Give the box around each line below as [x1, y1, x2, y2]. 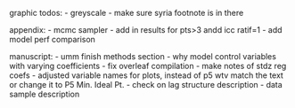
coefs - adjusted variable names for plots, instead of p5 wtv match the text [9, 70, 283, 81]
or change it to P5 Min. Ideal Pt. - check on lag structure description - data [9, 80, 283, 89]
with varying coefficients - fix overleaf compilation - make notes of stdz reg [9, 61, 287, 71]
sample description [9, 89, 80, 99]
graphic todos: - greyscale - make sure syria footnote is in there [9, 8, 244, 18]
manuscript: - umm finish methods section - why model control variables [9, 51, 276, 61]
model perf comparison [9, 35, 96, 44]
